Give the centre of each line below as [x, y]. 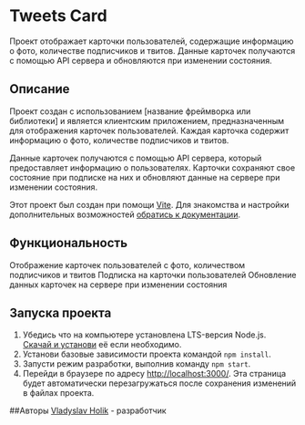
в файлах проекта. [58, 393]
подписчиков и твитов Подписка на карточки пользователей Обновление [153, 275]
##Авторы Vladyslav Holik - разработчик [88, 410]
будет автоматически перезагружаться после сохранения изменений [159, 383]
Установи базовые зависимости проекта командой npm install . [147, 354]
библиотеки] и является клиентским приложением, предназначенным [147, 120]
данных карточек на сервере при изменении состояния [118, 285]
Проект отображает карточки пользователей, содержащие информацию [152, 41]
